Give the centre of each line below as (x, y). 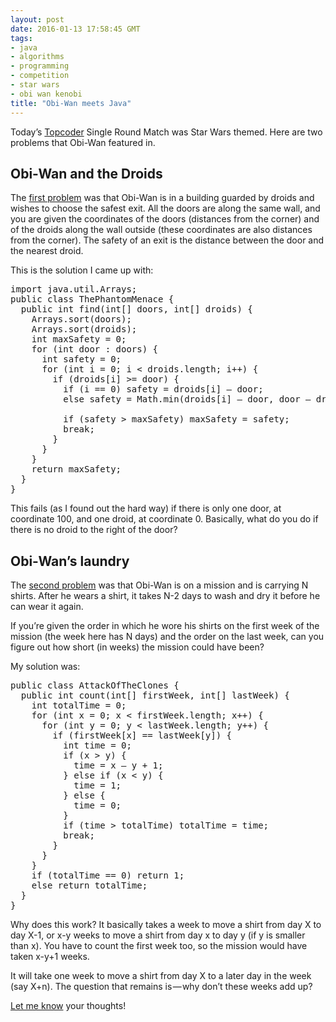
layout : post (37, 19)
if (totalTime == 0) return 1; (108, 875)
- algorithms (37, 57)
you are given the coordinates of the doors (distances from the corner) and (165, 219)
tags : (21, 38)
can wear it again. (47, 607)
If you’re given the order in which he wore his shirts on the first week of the (165, 626)
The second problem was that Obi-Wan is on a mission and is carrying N (159, 585)
